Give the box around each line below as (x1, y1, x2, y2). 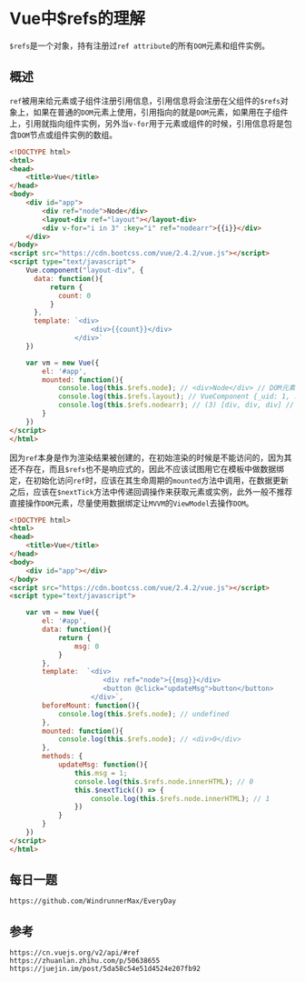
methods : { (42, 752, 84, 761)
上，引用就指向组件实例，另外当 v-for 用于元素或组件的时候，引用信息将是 (9, 117, 284, 128)
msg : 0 (74, 642, 100, 651)
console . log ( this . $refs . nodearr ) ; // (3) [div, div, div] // (57, 401, 295, 410)
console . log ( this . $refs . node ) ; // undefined (57, 709, 230, 718)
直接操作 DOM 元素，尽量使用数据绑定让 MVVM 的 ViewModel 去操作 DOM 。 (9, 497, 254, 508)
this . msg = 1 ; (74, 768, 128, 777)
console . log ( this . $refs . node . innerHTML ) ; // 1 (90, 794, 271, 803)
